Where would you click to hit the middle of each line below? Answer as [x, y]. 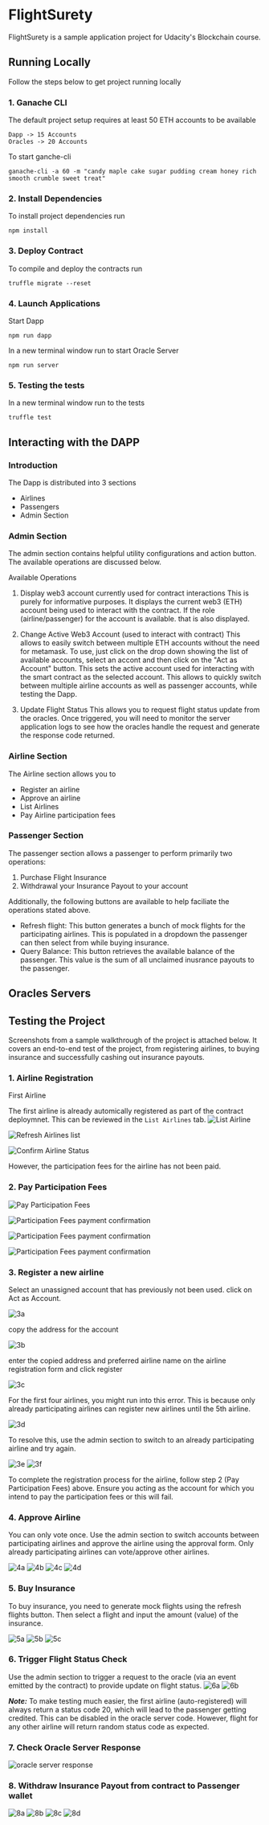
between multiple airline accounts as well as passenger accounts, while [139, 685]
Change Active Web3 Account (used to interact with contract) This [130, 634]
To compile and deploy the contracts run [75, 268]
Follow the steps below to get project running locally [95, 81]
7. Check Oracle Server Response [75, 1747]
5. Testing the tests [47, 385]
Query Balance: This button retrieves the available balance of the [127, 951]
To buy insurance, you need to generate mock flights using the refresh [125, 1606]
